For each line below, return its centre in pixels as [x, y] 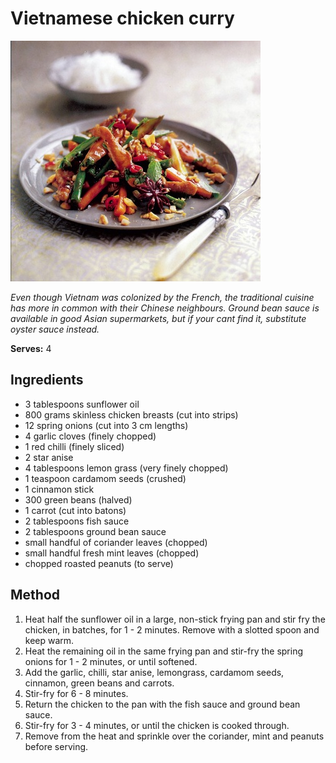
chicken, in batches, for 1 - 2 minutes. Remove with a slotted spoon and [172, 629]
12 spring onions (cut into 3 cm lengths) [106, 425]
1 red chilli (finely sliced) [74, 446]
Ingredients [47, 380]
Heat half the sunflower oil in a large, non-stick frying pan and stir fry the [175, 619]
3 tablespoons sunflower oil [82, 404]
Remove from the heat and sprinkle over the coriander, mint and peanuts [174, 736]
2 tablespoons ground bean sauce [95, 531]
